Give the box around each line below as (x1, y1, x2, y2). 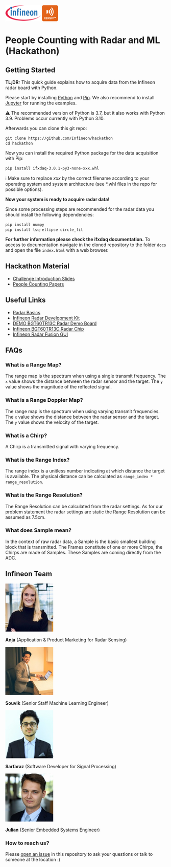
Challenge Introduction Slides (12, 275, 75, 281)
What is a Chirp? (5, 432, 47, 439)
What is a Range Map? (5, 361, 62, 368)
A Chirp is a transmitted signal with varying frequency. (5, 443, 120, 449)
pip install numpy (5, 222, 44, 227)
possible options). (5, 186, 43, 192)
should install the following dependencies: (5, 212, 94, 218)
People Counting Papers (12, 281, 64, 287)
